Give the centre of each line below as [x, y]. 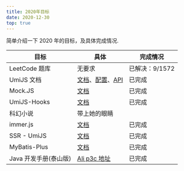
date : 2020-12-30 [28, 17]
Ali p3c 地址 [94, 158]
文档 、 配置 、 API [100, 80]
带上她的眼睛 [95, 113]
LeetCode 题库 [30, 68]
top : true [19, 23]
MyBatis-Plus [29, 147]
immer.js [21, 125]
